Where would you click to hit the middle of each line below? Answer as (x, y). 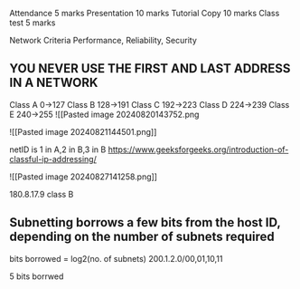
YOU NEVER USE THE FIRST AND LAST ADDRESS (150, 68)
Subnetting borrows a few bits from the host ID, (145, 222)
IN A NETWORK (54, 83)
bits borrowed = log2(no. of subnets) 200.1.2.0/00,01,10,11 (116, 258)
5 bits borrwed (37, 276)
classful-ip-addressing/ (53, 159)
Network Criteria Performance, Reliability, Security (103, 40)
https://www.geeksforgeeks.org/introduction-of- (198, 149)
